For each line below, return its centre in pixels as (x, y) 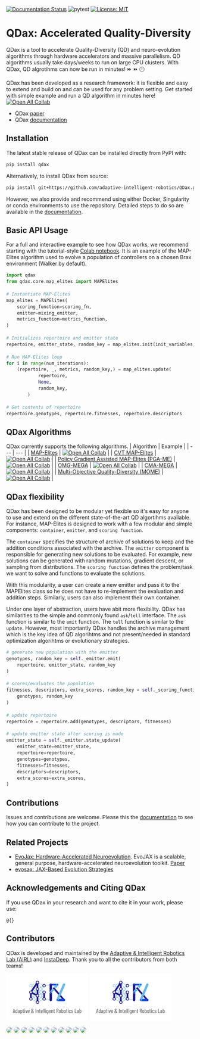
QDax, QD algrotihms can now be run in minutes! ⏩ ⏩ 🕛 (75, 69)
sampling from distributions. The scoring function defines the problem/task (100, 567)
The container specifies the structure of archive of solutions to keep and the (100, 542)
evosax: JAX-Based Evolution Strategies (64, 869)
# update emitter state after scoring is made (65, 734)
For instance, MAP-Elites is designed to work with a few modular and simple (99, 524)
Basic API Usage (37, 230)
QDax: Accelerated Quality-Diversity (99, 33)
